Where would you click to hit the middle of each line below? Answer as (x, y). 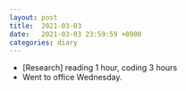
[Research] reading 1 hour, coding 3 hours (100, 68)
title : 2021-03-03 (46, 26)
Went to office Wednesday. (72, 78)
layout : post (34, 17)
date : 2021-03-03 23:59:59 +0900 (76, 34)
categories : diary (43, 42)
